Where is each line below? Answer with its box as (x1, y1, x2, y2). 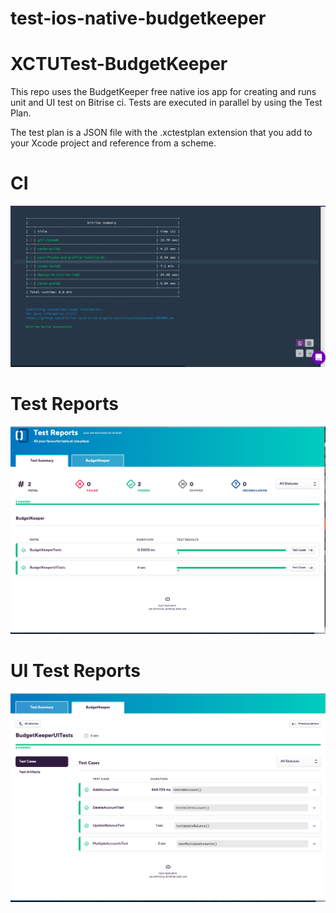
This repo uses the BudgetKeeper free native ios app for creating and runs (10, 86, 317, 98)
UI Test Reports (10, 660, 141, 682)
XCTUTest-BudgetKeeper (10, 53, 228, 76)
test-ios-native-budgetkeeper (10, 7, 267, 30)
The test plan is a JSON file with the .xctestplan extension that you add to (10, 127, 313, 139)
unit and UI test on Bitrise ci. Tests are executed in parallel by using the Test (10, 97, 323, 109)
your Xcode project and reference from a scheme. (10, 137, 217, 149)
